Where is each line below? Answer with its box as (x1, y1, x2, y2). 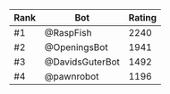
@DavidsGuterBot (44, 56, 121, 68)
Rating (128, 12, 157, 23)
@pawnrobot (44, 71, 99, 82)
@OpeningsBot (44, 41, 109, 53)
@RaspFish (44, 27, 92, 38)
